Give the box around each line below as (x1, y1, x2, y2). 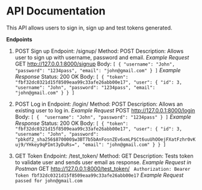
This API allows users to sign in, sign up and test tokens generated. (6, 24, 173, 31)
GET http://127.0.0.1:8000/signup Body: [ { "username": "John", (14, 60, 176, 67)
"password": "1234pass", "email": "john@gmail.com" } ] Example (14, 66, 181, 73)
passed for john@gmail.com (14, 177, 83, 184)
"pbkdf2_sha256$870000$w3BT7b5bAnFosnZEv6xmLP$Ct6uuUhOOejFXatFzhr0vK (14, 136, 196, 142)
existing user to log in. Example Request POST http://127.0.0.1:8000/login (14, 106, 195, 114)
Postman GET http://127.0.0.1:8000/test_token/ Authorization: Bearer (14, 165, 191, 172)
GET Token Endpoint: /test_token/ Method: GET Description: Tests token (14, 152, 194, 159)
